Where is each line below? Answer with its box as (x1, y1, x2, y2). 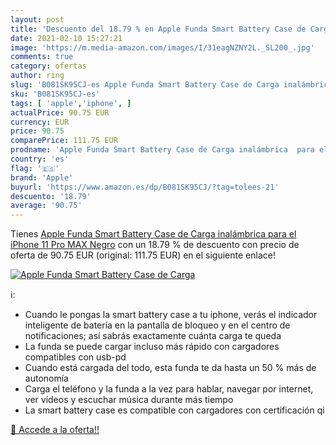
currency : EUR (10, 117, 70, 127)
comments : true (10, 52, 74, 62)
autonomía (24, 372, 69, 385)
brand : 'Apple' (10, 172, 74, 183)
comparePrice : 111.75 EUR (10, 136, 118, 146)
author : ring (10, 71, 65, 81)
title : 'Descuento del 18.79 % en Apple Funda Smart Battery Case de (10, 24, 307, 34)
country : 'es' (10, 154, 70, 164)
